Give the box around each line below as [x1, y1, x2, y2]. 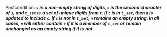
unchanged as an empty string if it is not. [5, 26, 94, 32]
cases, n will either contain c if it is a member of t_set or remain [5, 20, 141, 26]
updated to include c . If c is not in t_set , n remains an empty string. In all [5, 15, 159, 21]
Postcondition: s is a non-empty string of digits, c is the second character [5, 5, 162, 10]
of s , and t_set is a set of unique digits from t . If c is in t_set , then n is [5, 10, 153, 16]
